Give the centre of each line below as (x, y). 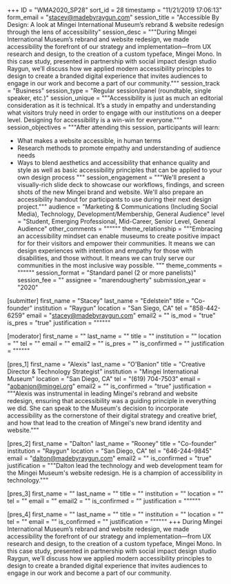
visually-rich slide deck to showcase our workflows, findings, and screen (121, 185)
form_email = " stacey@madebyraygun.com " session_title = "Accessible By (113, 17)
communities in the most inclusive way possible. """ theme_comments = (120, 265)
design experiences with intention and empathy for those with (105, 251)
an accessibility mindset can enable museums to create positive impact (119, 236)
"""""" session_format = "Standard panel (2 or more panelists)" (107, 273)
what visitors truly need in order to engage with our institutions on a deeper (114, 113)
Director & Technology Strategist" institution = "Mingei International (103, 371)
